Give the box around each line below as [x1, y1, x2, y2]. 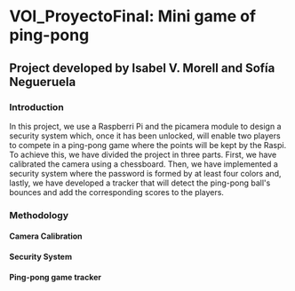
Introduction [9, 100, 64, 113]
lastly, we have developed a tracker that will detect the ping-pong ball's [9, 177, 271, 188]
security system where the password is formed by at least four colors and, [9, 168, 282, 178]
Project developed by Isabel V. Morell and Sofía [9, 60, 275, 75]
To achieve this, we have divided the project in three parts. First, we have [9, 149, 277, 160]
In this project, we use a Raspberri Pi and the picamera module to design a [9, 121, 282, 131]
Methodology [9, 208, 69, 221]
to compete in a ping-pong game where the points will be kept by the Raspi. [9, 139, 287, 150]
